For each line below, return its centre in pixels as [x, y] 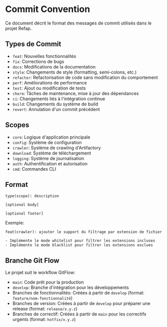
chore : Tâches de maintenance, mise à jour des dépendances [75, 93]
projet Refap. [18, 28]
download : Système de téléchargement [52, 153]
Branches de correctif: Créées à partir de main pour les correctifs [79, 314]
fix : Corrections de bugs [38, 61]
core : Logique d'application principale [51, 137]
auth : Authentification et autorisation [50, 163]
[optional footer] [24, 213]
